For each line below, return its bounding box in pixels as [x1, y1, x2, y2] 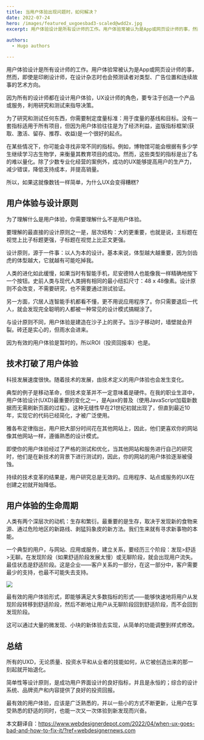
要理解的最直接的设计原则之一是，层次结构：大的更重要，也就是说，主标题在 [6, 228, 198, 235]
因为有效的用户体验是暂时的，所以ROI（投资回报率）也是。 [6, 339, 154, 346]
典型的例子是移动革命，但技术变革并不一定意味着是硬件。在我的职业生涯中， [6, 388, 198, 396]
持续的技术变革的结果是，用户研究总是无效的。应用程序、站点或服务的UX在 [6, 473, 195, 480]
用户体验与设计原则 [6, 198, 78, 208]
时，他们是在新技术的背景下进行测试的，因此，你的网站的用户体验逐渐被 [6, 452, 187, 460]
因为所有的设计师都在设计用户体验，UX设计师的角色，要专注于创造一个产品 [6, 94, 195, 101]
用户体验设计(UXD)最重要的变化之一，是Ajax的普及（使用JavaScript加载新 [6, 396, 192, 404]
